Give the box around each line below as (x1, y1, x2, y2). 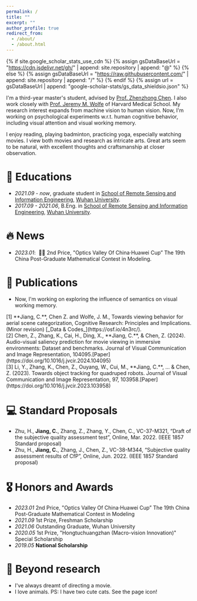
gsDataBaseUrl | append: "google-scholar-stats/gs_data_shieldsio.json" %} (6, 83, 189, 90)
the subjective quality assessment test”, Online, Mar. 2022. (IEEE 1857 (14, 433, 184, 441)
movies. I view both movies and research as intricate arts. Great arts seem (6, 137, 186, 144)
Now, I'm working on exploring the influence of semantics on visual (14, 295, 178, 303)
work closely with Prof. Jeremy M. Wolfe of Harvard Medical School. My (6, 100, 181, 107)
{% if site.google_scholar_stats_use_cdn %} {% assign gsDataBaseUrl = (6, 57, 181, 65)
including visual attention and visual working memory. (6, 119, 136, 126)
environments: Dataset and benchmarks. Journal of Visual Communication (6, 344, 186, 352)
